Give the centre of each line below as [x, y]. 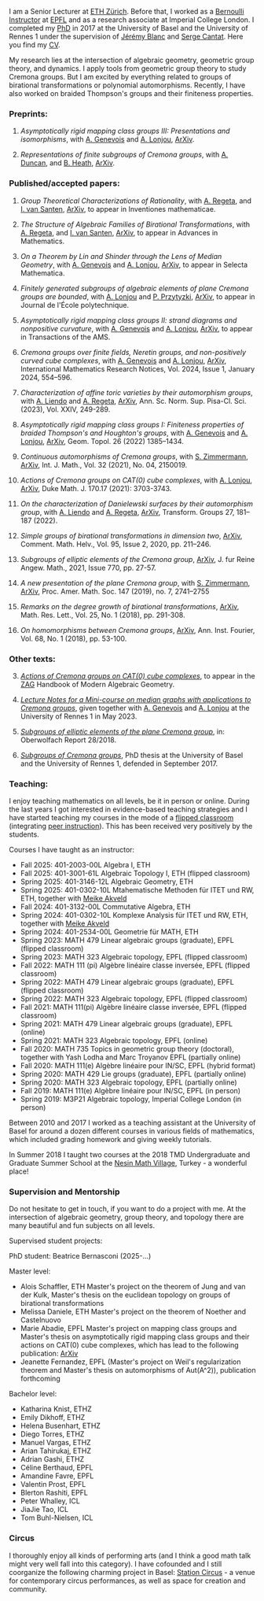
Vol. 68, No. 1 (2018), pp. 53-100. [73, 638]
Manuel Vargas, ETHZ [55, 1443]
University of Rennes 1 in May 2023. [79, 716]
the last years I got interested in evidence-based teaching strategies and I [128, 809]
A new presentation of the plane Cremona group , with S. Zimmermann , [135, 582]
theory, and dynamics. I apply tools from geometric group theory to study [128, 68]
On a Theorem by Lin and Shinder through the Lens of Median [121, 256]
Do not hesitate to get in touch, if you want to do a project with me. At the [128, 1209]
